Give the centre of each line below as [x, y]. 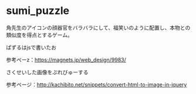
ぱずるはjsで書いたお [31, 47]
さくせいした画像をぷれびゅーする [47, 72]
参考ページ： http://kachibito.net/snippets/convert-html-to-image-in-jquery [97, 84]
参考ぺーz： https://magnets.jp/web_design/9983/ [66, 60]
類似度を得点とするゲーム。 [40, 35]
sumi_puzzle [38, 11]
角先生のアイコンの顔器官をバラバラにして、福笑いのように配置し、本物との [98, 27]
